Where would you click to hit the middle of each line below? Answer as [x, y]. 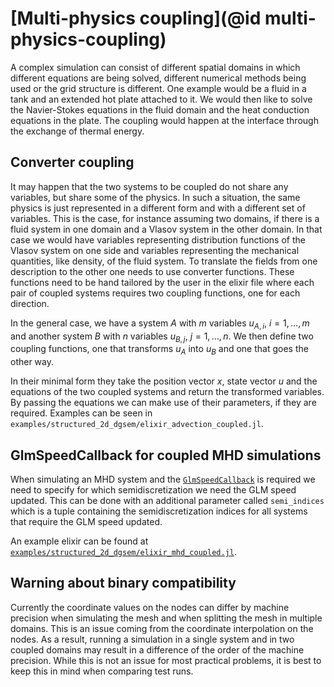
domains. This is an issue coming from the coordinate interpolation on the [162, 628]
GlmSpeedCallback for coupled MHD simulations [166, 455]
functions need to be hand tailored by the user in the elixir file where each [162, 282]
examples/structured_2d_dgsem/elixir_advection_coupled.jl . [137, 424]
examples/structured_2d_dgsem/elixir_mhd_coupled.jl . [123, 551]
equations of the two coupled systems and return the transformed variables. [167, 392]
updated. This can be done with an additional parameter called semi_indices [167, 500]
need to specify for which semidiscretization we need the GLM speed [153, 489]
